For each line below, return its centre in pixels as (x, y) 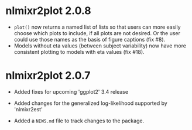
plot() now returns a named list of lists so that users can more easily (97, 27)
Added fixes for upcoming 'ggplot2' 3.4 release (71, 91)
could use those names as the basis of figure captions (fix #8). (90, 39)
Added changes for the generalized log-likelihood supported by (90, 103)
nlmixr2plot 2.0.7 (48, 76)
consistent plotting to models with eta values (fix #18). (79, 52)
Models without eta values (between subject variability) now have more (100, 46)
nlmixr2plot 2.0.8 (48, 11)
